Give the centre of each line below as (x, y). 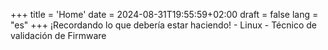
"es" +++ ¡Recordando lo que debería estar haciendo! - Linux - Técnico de (164, 25)
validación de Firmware (58, 35)
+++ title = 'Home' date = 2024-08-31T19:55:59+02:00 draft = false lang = (164, 14)
